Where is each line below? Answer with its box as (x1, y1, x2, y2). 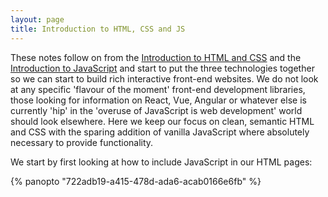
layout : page (10, 14, 65, 25)
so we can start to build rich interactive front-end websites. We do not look (10, 72, 319, 85)
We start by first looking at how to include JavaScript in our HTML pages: (10, 156, 313, 168)
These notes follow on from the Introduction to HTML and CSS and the (10, 51, 302, 63)
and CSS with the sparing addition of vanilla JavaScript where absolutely (10, 126, 310, 138)
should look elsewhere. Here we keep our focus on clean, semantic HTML (10, 115, 315, 127)
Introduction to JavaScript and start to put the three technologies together (10, 62, 315, 74)
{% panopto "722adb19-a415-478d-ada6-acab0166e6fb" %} (10, 175, 262, 187)
